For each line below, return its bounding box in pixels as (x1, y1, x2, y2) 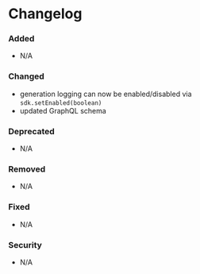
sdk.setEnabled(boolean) (19, 98, 102, 107)
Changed (8, 71, 45, 82)
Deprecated (8, 125, 56, 137)
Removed (8, 164, 46, 175)
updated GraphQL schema (19, 106, 107, 115)
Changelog (8, 5, 83, 23)
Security (8, 239, 42, 250)
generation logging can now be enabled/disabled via (19, 89, 192, 98)
